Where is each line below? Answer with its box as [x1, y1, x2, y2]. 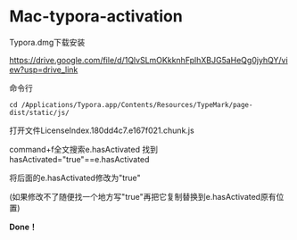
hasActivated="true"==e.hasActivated [9, 153, 150, 164]
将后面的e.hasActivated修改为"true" [9, 172, 141, 183]
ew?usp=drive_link [9, 64, 78, 75]
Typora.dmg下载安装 [9, 37, 86, 47]
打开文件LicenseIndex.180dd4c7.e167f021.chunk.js [9, 125, 194, 136]
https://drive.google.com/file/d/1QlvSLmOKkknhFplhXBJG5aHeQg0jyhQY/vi [9, 54, 288, 65]
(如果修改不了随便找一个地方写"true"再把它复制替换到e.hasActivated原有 [9, 191, 276, 202]
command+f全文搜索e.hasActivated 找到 [9, 144, 159, 154]
